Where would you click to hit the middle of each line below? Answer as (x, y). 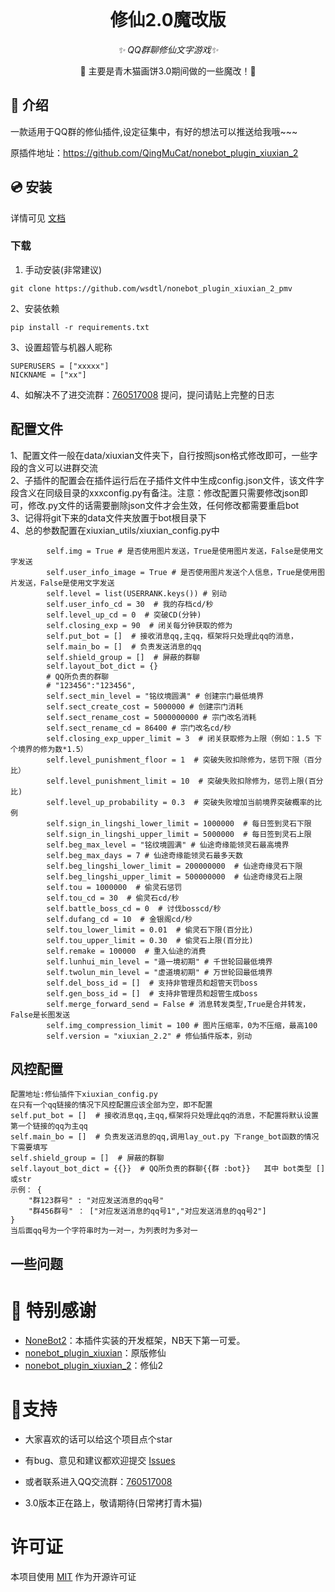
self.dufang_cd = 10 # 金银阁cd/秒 (119, 919)
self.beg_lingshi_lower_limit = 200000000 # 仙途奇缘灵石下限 (174, 866)
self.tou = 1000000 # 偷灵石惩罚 (114, 887)
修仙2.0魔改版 (168, 20)
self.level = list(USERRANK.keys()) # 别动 (136, 593)
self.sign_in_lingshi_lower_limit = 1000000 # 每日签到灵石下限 (179, 823)
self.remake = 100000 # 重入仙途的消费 (126, 951)
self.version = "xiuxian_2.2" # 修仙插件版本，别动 (149, 1036)
